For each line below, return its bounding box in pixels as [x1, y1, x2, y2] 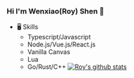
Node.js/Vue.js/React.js [27, 40, 96, 48]
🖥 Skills [16, 22, 39, 31]
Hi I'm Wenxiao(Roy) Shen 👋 [6, 6, 105, 16]
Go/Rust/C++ [27, 63, 66, 71]
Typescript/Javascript [27, 33, 91, 41]
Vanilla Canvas [27, 48, 71, 56]
